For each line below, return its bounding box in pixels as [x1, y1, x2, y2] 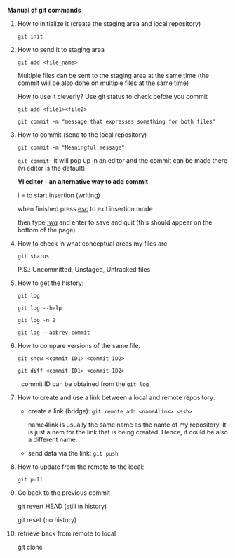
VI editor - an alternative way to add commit [17, 178, 149, 185]
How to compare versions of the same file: [17, 342, 140, 350]
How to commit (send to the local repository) [17, 131, 147, 139]
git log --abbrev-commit [17, 329, 90, 336]
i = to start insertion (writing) [17, 191, 100, 199]
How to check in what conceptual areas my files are [17, 239, 168, 248]
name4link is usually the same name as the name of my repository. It [27, 420, 227, 429]
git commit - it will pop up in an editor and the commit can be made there [17, 157, 228, 164]
